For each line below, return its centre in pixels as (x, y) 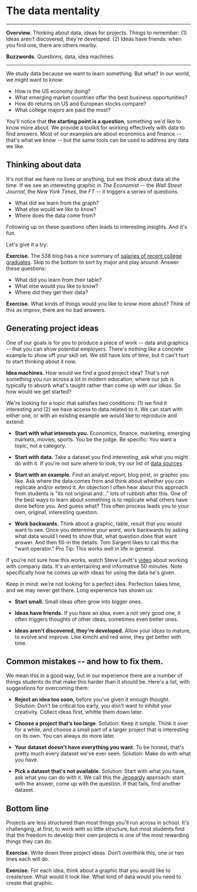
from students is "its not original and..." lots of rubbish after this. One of (101, 493)
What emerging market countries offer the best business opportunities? (101, 97)
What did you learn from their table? (58, 279)
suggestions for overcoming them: (47, 688)
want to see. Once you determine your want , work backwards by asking (101, 530)
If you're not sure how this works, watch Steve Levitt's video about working (97, 560)
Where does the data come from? (55, 215)
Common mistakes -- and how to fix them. (85, 661)
